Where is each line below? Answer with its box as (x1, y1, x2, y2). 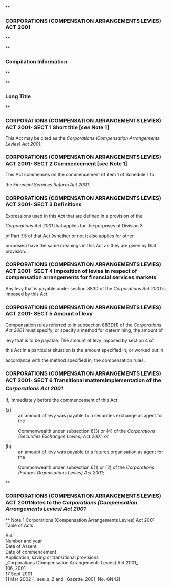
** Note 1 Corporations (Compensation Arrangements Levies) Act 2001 (5, 517, 155, 523)
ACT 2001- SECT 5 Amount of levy (5, 310, 93, 317)
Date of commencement (5, 548, 56, 555)
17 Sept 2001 (5, 571, 32, 577)
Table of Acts (5, 522, 33, 528)
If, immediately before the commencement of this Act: (5, 397, 119, 403)
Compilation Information (5, 58, 68, 65)
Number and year (5, 538, 42, 544)
